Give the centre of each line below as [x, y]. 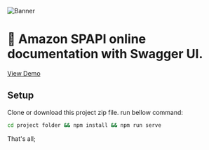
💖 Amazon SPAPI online [77, 39]
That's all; [22, 138]
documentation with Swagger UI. [105, 54]
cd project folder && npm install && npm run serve [84, 125]
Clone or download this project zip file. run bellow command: [95, 112]
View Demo [24, 73]
